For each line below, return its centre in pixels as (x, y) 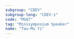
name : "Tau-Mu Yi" (25, 29)
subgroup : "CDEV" (24, 10)
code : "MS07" (19, 19)
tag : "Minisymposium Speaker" (38, 24)
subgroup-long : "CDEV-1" (32, 15)
